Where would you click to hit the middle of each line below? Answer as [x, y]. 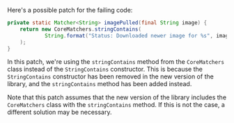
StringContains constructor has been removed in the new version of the [110, 76]
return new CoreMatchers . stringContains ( [80, 29]
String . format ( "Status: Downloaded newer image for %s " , [129, 35]
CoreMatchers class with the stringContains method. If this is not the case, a [116, 105]
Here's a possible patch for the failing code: [70, 10]
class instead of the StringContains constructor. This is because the [105, 69]
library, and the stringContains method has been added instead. [100, 84]
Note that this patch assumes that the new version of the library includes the [117, 97]
